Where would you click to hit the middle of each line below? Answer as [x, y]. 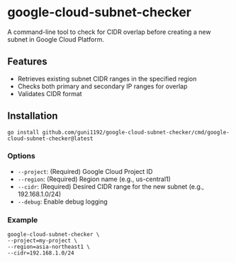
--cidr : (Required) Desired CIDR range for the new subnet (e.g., [111, 186]
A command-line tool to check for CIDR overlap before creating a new [109, 32]
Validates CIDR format [50, 93]
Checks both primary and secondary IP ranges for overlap [102, 86]
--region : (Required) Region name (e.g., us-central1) [94, 179]
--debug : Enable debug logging [62, 201]
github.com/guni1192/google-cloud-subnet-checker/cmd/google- [136, 132]
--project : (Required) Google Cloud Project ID [85, 171]
